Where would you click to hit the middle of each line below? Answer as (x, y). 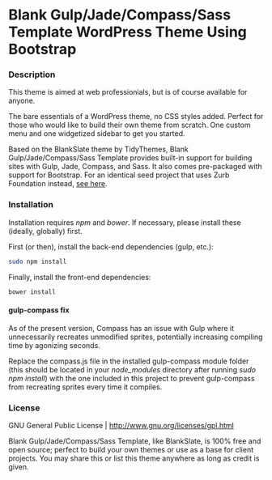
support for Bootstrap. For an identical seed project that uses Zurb (119, 175)
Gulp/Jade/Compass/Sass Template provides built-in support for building (130, 158)
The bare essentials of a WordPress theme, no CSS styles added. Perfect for (136, 117)
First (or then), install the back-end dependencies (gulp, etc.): (111, 246)
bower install (32, 292)
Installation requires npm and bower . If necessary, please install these (125, 222)
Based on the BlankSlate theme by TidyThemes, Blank (98, 149)
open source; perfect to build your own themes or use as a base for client (131, 450)
